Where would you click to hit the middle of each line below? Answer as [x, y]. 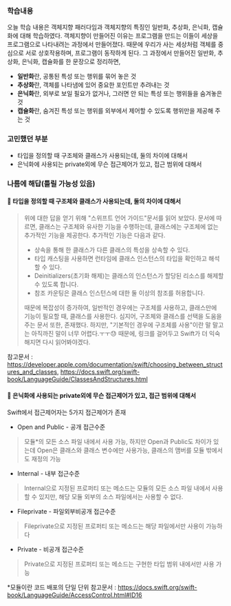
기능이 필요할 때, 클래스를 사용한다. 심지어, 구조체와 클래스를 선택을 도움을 [123, 316]
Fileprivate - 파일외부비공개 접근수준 [66, 511]
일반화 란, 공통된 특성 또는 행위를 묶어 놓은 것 [77, 77]
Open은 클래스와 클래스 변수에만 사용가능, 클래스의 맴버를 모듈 [121, 450]
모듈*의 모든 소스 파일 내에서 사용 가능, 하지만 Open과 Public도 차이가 [118, 441]
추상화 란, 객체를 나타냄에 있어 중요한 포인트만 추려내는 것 [93, 85]
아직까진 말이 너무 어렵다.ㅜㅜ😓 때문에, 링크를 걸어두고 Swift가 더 [119, 333]
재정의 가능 [46, 458]
